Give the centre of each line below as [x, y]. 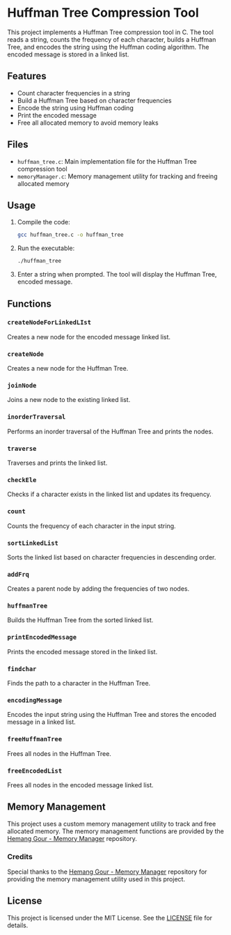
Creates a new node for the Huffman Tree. [68, 369]
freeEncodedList [35, 771]
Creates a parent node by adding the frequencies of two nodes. [98, 589]
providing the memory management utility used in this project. [96, 879]
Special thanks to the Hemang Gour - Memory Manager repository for [107, 872]
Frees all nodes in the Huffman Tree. [59, 753]
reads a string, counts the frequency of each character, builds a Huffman [112, 39]
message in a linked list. [42, 722]
